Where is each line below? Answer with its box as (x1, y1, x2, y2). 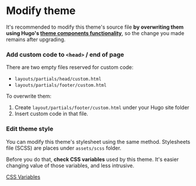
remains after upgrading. (6, 36, 66, 43)
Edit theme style (6, 125, 54, 133)
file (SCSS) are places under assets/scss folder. (6, 144, 122, 151)
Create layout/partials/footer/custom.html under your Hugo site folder (14, 104, 190, 111)
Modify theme (6, 4, 76, 18)
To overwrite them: (6, 92, 51, 100)
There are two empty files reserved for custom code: (6, 64, 133, 71)
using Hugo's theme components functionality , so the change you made (6, 29, 184, 36)
